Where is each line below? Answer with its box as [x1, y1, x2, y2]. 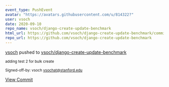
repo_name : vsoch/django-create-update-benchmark [5, 26, 112, 31]
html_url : [5, 31, 26, 36]
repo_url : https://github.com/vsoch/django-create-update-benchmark [5, 36, 152, 41]
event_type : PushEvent [5, 7, 53, 13]
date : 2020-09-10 [5, 21, 42, 27]
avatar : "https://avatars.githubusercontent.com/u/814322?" [5, 12, 134, 17]
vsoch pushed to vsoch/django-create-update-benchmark [5, 49, 127, 55]
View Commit [5, 76, 33, 82]
